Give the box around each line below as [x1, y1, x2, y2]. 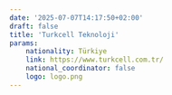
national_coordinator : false [25, 64, 136, 73]
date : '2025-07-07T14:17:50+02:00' [9, 13, 144, 23]
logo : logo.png [25, 72, 83, 81]
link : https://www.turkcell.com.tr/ [25, 55, 165, 64]
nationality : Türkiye [25, 47, 107, 56]
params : [9, 38, 39, 48]
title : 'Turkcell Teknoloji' [9, 30, 119, 39]
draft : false [9, 22, 59, 31]
